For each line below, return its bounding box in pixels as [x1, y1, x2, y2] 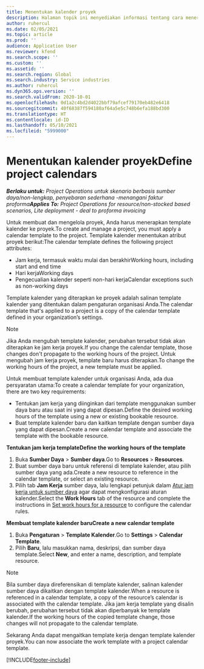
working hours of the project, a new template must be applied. [6, 363, 162, 370]
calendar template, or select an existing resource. [15, 475, 140, 482]
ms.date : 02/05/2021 [6, 26, 59, 32]
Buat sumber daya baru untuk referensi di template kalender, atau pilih [15, 462, 191, 470]
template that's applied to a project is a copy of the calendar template [6, 307, 180, 314]
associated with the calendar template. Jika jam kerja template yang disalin [6, 600, 194, 607]
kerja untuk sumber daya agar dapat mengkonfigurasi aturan [15, 488, 167, 495]
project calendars [6, 167, 97, 181]
